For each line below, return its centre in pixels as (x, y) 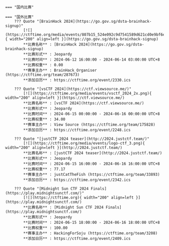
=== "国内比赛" (20, 7)
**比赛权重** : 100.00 (46, 228)
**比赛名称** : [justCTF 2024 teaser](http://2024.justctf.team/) (93, 153)
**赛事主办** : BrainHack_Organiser (60, 70)
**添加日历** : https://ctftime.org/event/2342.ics (77, 180)
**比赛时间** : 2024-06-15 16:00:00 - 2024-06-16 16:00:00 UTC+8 (92, 164)
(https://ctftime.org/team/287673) (43, 75)
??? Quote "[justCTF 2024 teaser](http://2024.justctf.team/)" (82, 139)
